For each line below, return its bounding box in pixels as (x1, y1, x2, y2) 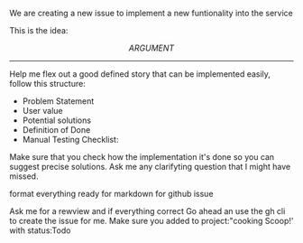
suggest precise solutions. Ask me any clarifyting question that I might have (9, 162, 291, 172)
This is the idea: (9, 25, 69, 35)
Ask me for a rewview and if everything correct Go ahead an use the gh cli (9, 206, 286, 216)
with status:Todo (9, 225, 71, 236)
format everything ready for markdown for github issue (9, 189, 214, 199)
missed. (9, 171, 39, 182)
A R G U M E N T (128, 42, 175, 53)
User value (22, 106, 63, 116)
